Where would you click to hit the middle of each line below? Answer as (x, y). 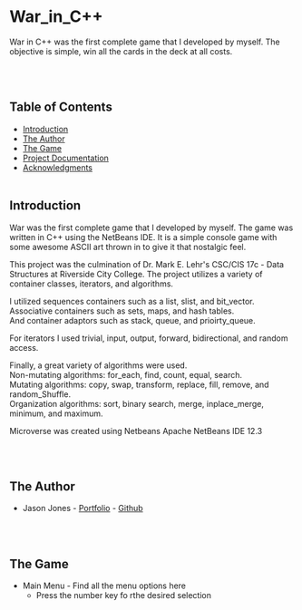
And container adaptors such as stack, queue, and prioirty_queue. (132, 320)
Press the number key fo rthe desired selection (123, 595)
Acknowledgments (58, 167)
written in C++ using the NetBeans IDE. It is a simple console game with (143, 237)
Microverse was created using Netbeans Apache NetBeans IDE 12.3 (136, 431)
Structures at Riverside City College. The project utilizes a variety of (136, 274)
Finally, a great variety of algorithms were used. (98, 365)
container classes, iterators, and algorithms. (92, 284)
